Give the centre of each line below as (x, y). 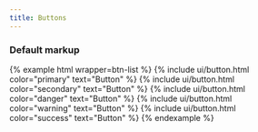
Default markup (45, 49)
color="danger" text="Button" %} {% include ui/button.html (121, 98)
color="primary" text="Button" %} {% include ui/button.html (122, 79)
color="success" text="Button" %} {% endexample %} (112, 117)
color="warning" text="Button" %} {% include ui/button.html (123, 108)
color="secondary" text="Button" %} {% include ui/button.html (127, 88)
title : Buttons (38, 18)
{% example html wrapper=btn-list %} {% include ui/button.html (129, 69)
